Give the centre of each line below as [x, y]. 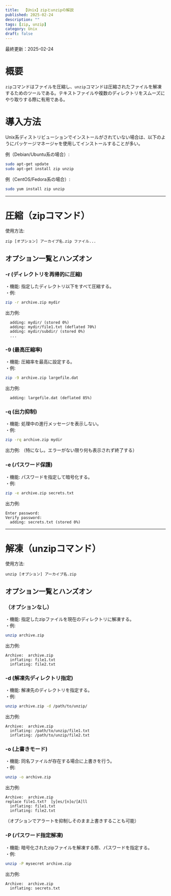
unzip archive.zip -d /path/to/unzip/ [46, 706]
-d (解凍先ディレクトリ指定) [39, 678]
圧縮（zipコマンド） [48, 216]
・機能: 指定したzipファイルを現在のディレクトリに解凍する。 [70, 619]
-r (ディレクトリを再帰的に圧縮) [44, 274]
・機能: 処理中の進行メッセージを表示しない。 [53, 424]
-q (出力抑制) [21, 412]
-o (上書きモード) [26, 749]
